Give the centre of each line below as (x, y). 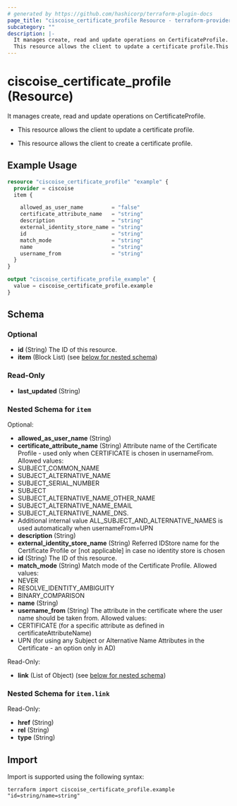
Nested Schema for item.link (59, 693)
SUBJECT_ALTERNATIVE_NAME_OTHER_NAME (86, 499)
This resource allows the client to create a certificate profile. (105, 143)
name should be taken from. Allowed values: (82, 618)
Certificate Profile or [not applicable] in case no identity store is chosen (121, 551)
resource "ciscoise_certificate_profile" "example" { (88, 182)
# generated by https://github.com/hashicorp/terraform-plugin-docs (110, 14)
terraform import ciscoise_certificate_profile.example (91, 790)
